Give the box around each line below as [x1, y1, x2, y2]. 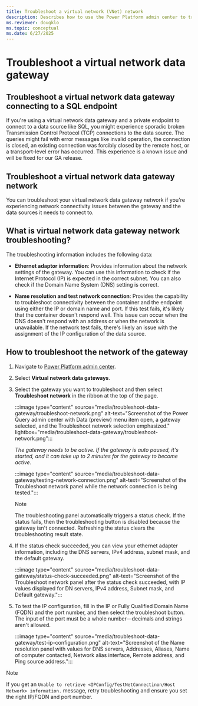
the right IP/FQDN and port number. [6, 693, 93, 700]
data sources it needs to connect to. [6, 209, 94, 216]
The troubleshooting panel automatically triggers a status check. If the [14, 511, 186, 519]
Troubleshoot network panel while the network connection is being [14, 482, 177, 490]
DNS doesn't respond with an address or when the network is [14, 317, 165, 324]
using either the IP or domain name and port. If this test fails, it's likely [14, 305, 184, 312]
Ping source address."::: [14, 658, 73, 665]
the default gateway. [14, 554, 65, 561]
